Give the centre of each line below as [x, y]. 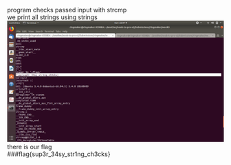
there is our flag [30, 147]
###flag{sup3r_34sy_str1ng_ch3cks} [59, 154]
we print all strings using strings [52, 17]
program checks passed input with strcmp [67, 10]
